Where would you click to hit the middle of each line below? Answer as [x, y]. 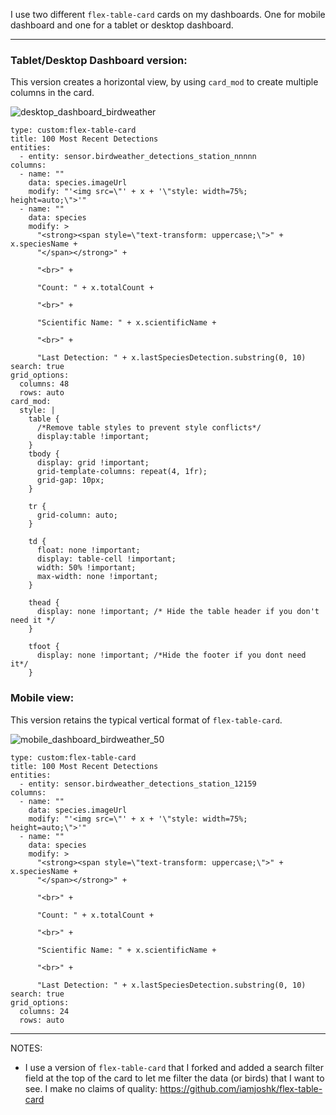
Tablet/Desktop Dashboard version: [99, 60]
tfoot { [44, 647]
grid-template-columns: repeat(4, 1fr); [122, 472]
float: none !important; [88, 550]
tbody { [44, 454]
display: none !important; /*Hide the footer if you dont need [171, 655]
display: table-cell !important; [106, 559]
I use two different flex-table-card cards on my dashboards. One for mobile [168, 14]
